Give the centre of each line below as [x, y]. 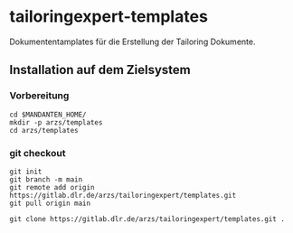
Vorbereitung [39, 96]
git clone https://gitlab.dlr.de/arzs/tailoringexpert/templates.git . [147, 219]
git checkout [38, 153]
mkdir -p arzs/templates [56, 122]
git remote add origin [52, 187]
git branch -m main [46, 179]
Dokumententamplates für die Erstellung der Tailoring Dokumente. [132, 42]
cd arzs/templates [44, 130]
